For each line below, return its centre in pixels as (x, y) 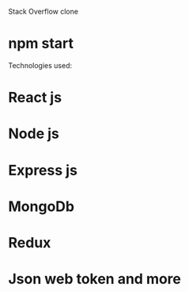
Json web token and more (95, 279)
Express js (43, 170)
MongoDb (42, 206)
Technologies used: (40, 65)
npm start (41, 44)
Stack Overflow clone (43, 12)
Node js (34, 134)
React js (35, 98)
